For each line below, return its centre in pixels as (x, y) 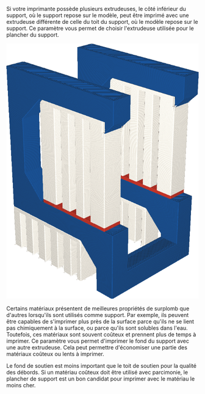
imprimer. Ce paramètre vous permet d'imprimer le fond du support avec (98, 341)
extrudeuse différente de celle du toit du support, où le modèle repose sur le (102, 22)
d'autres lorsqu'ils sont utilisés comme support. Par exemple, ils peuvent (98, 315)
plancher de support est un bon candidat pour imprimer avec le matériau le (101, 379)
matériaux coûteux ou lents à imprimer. (56, 354)
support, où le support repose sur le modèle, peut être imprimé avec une (98, 15)
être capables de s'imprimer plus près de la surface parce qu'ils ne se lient (100, 322)
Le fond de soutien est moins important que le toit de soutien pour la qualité (102, 366)
